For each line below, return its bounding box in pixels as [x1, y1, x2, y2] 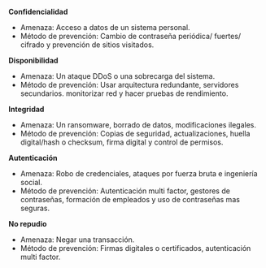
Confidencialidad [8, 7, 68, 16]
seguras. [20, 203, 50, 213]
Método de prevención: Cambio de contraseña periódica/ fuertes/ [20, 32, 242, 41]
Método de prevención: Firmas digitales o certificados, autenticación [20, 244, 251, 253]
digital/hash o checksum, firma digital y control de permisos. [20, 137, 224, 147]
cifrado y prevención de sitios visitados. [20, 40, 155, 50]
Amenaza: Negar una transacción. [20, 235, 135, 244]
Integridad [8, 105, 45, 114]
